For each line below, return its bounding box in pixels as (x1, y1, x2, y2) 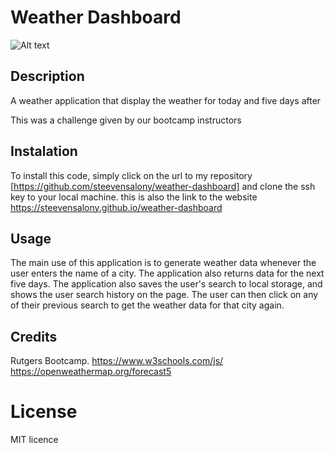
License (10, 401, 78, 423)
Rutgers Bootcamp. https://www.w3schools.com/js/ (10, 355, 224, 367)
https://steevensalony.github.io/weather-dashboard (10, 201, 223, 213)
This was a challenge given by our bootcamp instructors (10, 114, 242, 126)
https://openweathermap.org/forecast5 (10, 366, 172, 378)
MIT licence (10, 434, 59, 446)
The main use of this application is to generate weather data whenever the (10, 257, 317, 269)
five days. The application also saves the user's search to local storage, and (10, 278, 323, 290)
